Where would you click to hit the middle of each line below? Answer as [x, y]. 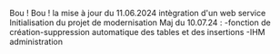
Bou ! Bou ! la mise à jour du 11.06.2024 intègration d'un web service [138, 13]
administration [36, 41]
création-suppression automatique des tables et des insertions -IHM [137, 32]
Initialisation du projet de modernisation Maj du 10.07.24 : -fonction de [140, 22]
